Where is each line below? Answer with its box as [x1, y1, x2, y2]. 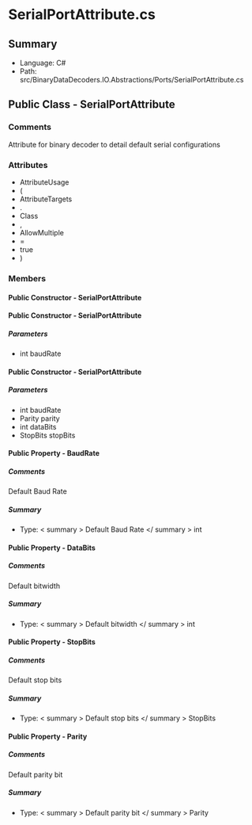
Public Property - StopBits [8, 637, 96, 647]
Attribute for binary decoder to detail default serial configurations [8, 139, 221, 149]
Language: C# [19, 58, 66, 67]
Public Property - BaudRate [8, 449, 100, 458]
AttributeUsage [19, 177, 70, 187]
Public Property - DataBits [8, 543, 96, 552]
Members [8, 273, 46, 284]
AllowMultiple [19, 227, 65, 237]
